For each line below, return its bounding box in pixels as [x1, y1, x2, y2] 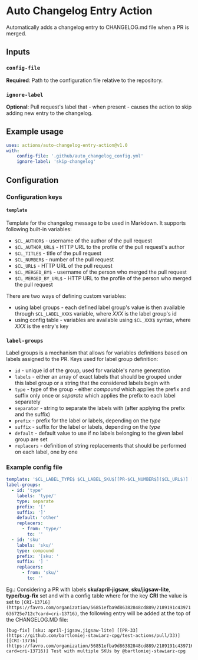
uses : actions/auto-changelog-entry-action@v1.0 [6, 142, 128, 148]
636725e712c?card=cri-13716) [6, 610, 78, 617]
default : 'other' [16, 515, 60, 521]
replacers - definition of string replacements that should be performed [14, 442, 187, 449]
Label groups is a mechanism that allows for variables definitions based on [6, 349, 187, 356]
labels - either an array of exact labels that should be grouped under [14, 373, 183, 380]
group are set [14, 436, 48, 443]
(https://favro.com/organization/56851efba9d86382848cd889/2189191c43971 [6, 605, 192, 610]
